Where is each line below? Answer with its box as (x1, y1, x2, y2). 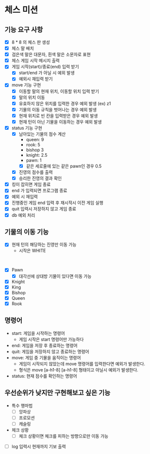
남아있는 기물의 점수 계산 (18, 131, 66, 137)
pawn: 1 (26, 157, 42, 163)
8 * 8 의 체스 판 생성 (11, 40, 50, 45)
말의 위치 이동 (18, 94, 45, 100)
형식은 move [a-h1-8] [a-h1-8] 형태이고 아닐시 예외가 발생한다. (18, 367, 139, 372)
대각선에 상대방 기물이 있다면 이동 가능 (18, 273, 92, 279)
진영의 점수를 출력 (18, 169, 53, 175)
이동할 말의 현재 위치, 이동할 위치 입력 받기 (18, 88, 100, 94)
